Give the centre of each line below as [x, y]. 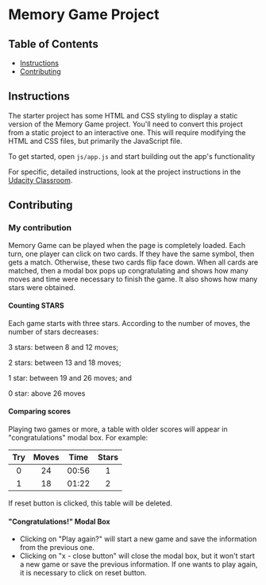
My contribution [40, 228]
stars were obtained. [42, 287]
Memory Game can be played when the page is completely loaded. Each [127, 245]
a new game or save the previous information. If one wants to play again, [139, 564]
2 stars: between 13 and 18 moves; [65, 362]
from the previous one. [57, 548]
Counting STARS [37, 306]
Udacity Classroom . [40, 180]
